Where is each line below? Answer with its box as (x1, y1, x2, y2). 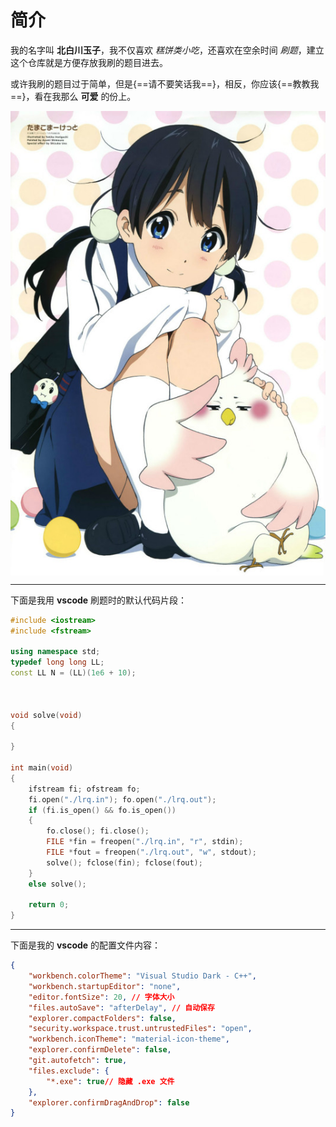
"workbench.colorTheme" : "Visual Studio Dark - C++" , (28, 971, 257, 981)
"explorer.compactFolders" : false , (28, 1013, 177, 1023)
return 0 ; (28, 900, 70, 910)
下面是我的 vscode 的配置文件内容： (10, 939, 162, 951)
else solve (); (28, 879, 87, 889)
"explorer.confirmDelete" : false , (28, 1045, 172, 1055)
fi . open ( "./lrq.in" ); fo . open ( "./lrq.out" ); (28, 794, 217, 805)
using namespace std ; (10, 647, 101, 657)
